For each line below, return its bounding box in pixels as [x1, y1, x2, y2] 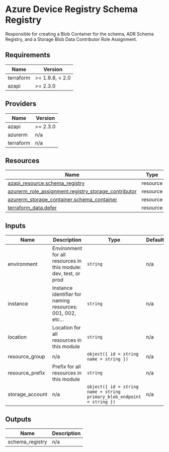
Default [145, 237, 164, 244]
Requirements [5, 51, 50, 59]
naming [52, 297, 70, 304]
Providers [5, 100, 37, 108]
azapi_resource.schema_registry [8, 180, 85, 187]
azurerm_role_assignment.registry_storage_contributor [8, 188, 137, 195]
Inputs [5, 221, 26, 230]
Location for [52, 324, 81, 331]
